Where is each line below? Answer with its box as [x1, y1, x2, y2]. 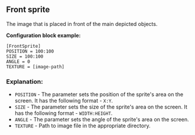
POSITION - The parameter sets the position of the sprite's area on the [14, 91, 184, 98]
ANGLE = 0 [6, 58, 31, 64]
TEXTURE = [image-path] [6, 64, 65, 70]
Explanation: [6, 77, 43, 85]
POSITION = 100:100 [6, 48, 54, 54]
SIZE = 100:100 [6, 53, 44, 60]
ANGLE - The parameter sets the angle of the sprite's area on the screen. [14, 116, 189, 123]
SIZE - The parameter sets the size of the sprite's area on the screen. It [14, 103, 188, 111]
